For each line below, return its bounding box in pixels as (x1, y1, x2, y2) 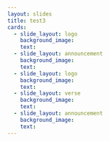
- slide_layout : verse (13, 90, 81, 97)
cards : (7, 23, 27, 31)
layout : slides (7, 10, 53, 18)
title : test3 (7, 17, 46, 24)
